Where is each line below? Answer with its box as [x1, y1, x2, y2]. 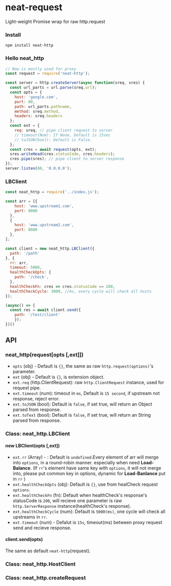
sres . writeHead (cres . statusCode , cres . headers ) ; [10, 151, 115, 157]
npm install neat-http [5, 43, 54, 48]
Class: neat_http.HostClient [5, 560, 76, 568]
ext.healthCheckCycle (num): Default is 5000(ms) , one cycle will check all [12, 508, 166, 514]
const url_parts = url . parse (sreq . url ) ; [10, 85, 97, 91]
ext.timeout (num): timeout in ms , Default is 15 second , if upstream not [12, 390, 160, 396]
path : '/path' [10, 251, 40, 256]
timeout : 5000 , [10, 265, 42, 270]
